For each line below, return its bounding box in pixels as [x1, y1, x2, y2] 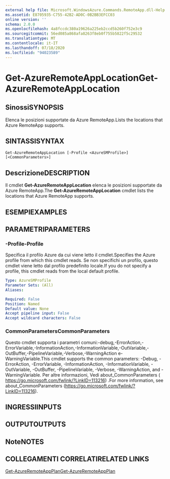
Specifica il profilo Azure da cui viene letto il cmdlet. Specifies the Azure [5, 252, 155, 258]
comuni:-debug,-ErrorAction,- [81, 339, 144, 345]
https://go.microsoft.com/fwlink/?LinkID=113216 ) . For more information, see [5, 377, 164, 383]
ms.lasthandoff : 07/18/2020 [5, 45, 65, 50]
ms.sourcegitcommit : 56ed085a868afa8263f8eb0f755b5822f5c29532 [5, 31, 143, 36]
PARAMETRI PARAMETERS [5, 225, 91, 233]
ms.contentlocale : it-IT [5, 41, 58, 46]
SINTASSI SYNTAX [5, 137, 65, 145]
